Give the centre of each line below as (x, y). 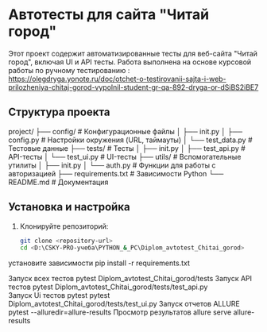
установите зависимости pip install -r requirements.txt (99, 263)
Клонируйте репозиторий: (64, 226)
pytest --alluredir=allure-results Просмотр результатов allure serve (120, 312)
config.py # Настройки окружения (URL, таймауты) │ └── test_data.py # (130, 140)
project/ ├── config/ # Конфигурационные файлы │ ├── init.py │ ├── (126, 131)
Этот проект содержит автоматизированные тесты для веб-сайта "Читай (133, 53)
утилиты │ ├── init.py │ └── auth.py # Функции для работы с (112, 165)
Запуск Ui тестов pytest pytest (59, 295)
